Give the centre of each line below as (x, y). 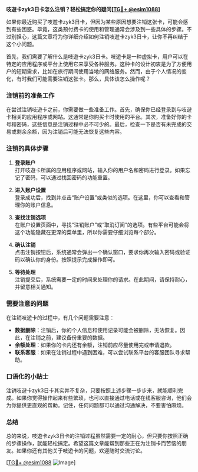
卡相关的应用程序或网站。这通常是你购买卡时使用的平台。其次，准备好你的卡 (99, 117)
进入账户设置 (30, 190)
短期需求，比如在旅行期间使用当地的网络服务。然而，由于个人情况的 (99, 71)
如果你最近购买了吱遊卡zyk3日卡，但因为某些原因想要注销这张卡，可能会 (95, 22)
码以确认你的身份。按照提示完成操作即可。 (66, 259)
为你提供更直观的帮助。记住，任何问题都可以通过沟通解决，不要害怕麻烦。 (96, 405)
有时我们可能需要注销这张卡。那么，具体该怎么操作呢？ (83, 79)
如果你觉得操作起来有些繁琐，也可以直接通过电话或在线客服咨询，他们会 (104, 398)
